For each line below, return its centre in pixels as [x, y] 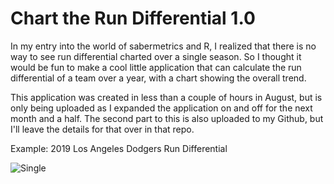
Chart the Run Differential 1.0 [133, 18]
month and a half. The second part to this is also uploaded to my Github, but [167, 118]
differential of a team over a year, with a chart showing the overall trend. [158, 78]
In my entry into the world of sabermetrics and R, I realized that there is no [163, 46]
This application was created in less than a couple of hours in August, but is [166, 97]
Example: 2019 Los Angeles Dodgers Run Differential [119, 148]
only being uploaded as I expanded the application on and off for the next [161, 108]
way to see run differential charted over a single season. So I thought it [156, 56]
